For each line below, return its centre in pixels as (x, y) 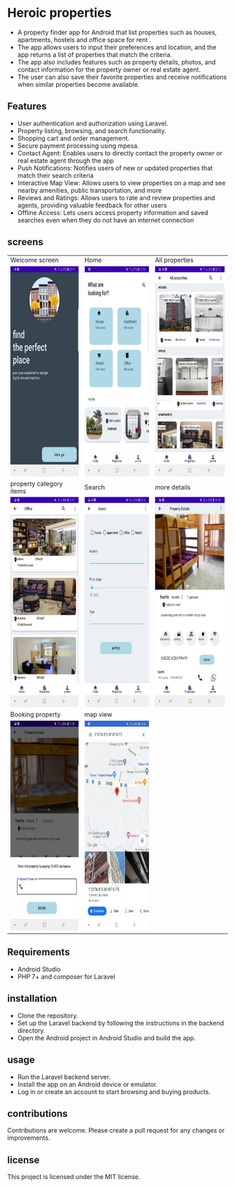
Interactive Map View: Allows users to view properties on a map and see (121, 183)
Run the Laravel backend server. (64, 1077)
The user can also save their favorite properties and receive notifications (122, 77)
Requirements (38, 952)
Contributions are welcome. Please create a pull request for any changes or (116, 1131)
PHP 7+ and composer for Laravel (66, 976)
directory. (31, 1030)
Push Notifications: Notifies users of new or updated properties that (115, 168)
